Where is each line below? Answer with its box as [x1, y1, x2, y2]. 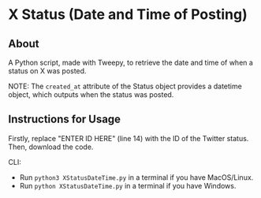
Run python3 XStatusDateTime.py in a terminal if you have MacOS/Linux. [19, 172, 254, 182]
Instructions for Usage [8, 113, 121, 126]
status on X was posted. [8, 66, 87, 76]
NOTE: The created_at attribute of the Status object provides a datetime [8, 81, 242, 91]
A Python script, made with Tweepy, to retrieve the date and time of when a [8, 58, 254, 67]
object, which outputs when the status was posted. [8, 90, 174, 99]
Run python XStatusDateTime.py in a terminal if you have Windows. [19, 181, 237, 190]
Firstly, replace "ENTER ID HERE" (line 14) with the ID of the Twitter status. [8, 133, 249, 143]
